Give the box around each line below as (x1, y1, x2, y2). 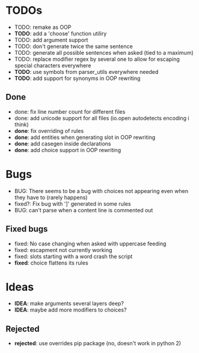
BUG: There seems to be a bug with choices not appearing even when (14, 187, 189, 194)
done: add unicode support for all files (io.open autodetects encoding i (14, 114, 190, 121)
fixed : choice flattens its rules (14, 259, 88, 266)
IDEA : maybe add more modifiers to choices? (14, 306, 127, 313)
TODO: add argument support (14, 36, 88, 43)
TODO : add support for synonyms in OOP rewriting (14, 75, 141, 82)
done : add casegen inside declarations (14, 140, 111, 147)
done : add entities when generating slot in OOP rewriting (14, 134, 156, 141)
